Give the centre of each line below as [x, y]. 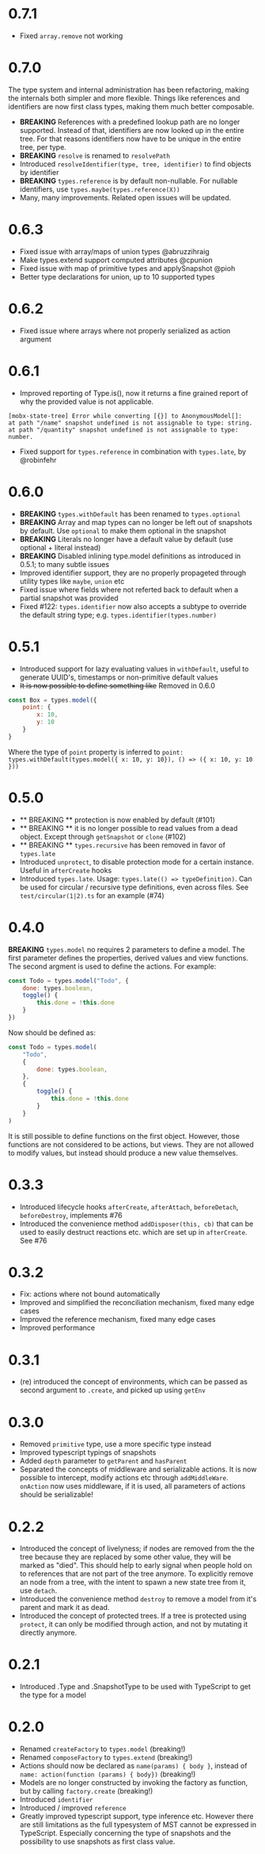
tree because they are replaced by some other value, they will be [125, 1557]
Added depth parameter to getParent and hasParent [103, 1461]
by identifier [39, 172]
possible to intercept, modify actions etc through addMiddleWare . [124, 1478]
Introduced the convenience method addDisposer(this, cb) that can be [136, 1224]
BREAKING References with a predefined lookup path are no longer [130, 122]
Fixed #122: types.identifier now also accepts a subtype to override [133, 606]
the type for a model [53, 1695]
